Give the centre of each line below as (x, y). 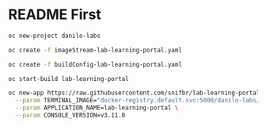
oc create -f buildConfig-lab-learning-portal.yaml (95, 64)
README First (55, 15)
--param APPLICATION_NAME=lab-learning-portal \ (97, 108)
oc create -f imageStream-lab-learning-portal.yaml (95, 50)
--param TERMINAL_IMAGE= (56, 101)
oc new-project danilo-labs (55, 36)
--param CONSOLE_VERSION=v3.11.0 (70, 115)
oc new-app (26, 93)
